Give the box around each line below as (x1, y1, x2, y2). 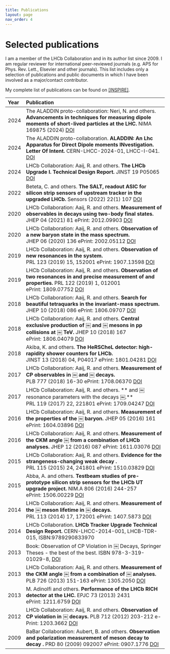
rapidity (26, 350, 46, 357)
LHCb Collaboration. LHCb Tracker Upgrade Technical (26, 521, 157, 529)
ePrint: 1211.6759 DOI (26, 598, 81, 605)
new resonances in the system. (26, 252, 103, 259)
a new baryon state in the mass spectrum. (26, 232, 130, 239)
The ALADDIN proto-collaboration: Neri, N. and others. (26, 108, 156, 115)
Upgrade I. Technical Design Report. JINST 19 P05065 (26, 169, 160, 176)
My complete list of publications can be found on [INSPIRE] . (5, 87, 130, 93)
